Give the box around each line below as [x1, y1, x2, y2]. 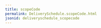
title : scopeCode [5, 7, 40, 12]
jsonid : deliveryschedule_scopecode [5, 16, 80, 20]
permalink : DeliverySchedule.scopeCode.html [5, 11, 97, 16]
